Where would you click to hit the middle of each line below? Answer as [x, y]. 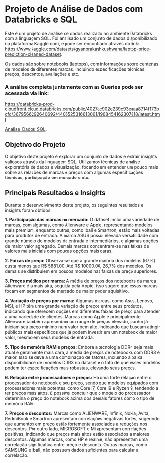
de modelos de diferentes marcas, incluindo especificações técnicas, [76, 69]
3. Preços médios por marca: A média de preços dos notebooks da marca [81, 281]
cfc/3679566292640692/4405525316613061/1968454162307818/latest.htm [82, 114]
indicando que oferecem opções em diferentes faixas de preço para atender [82, 311]
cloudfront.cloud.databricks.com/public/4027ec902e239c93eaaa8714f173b [82, 109]
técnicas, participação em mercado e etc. [47, 178]
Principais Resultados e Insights [55, 193]
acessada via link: [27, 93]
